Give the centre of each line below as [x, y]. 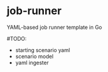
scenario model [34, 56]
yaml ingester [32, 63]
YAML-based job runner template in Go [55, 27]
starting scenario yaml [43, 50]
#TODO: [17, 38]
